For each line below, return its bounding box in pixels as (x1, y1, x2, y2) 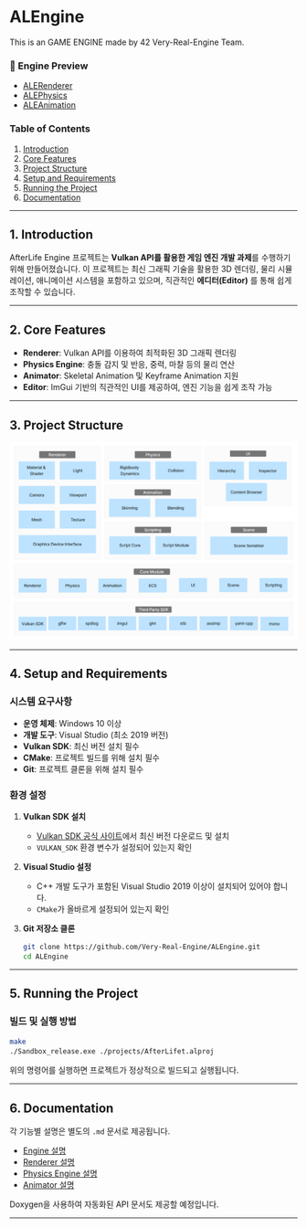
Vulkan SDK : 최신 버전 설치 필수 (22, 740, 140, 751)
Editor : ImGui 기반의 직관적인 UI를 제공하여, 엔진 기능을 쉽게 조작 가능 (22, 382, 273, 393)
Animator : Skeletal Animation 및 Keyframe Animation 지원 (22, 370, 239, 381)
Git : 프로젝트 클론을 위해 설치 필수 (22, 763, 144, 774)
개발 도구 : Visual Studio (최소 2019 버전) (22, 729, 169, 740)
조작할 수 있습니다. (9, 286, 76, 298)
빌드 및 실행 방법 (9, 1015, 77, 1028)
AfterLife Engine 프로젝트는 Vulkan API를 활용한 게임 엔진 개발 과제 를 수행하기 (9, 252, 291, 263)
